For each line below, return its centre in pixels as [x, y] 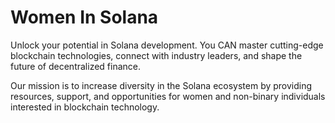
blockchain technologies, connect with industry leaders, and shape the [156, 55]
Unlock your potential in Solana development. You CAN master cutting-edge [167, 45]
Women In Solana [84, 17]
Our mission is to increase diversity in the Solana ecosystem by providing [161, 85]
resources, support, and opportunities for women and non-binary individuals [168, 96]
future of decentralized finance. [75, 66]
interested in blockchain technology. [85, 107]
